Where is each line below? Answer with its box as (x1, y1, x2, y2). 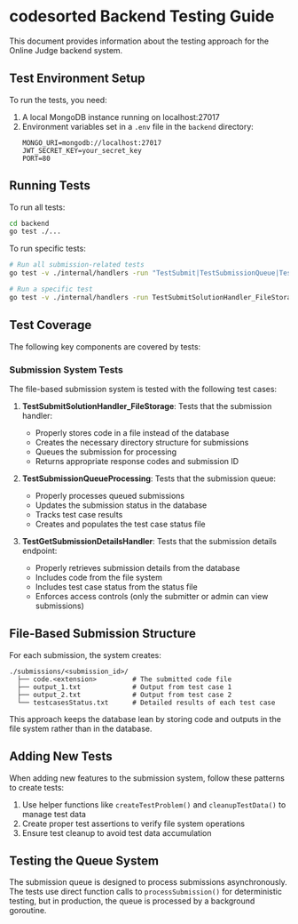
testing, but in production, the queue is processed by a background (9, 896, 255, 906)
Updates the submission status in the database (35, 500, 208, 510)
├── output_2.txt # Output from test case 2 (17, 690, 232, 699)
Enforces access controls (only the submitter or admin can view (35, 591, 269, 601)
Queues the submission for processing (35, 446, 177, 457)
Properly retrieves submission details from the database (35, 562, 240, 573)
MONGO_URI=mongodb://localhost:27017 (21, 138, 162, 148)
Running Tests (9, 178, 90, 193)
